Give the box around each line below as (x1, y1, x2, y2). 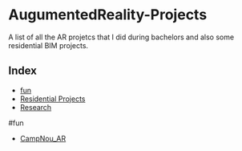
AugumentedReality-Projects (8, 6, 208, 24)
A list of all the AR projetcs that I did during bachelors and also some (8, 32, 235, 42)
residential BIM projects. (8, 40, 89, 50)
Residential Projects (19, 94, 86, 104)
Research (19, 102, 52, 112)
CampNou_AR (19, 133, 67, 143)
